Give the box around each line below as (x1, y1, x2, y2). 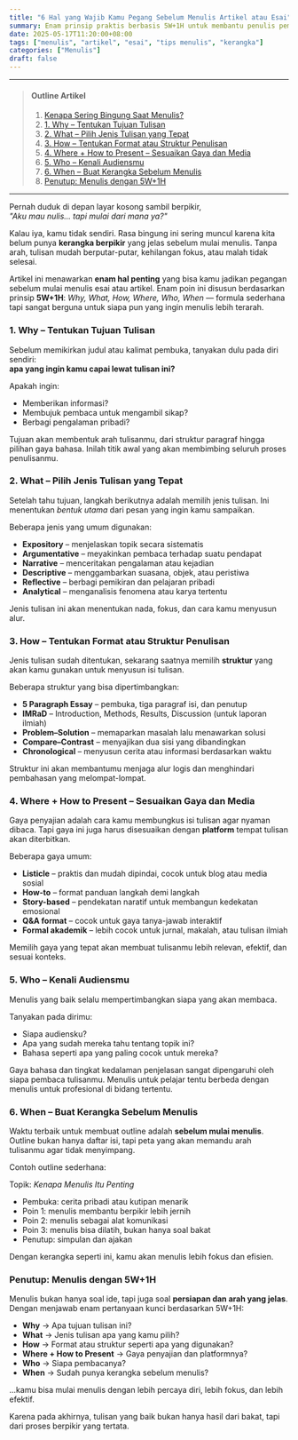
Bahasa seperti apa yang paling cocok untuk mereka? (21, 1047, 219, 1058)
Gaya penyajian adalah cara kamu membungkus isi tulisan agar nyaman (9, 815, 271, 826)
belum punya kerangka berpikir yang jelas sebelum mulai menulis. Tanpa (9, 237, 278, 249)
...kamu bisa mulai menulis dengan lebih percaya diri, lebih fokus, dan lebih (9, 1385, 284, 1396)
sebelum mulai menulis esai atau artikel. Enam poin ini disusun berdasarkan (9, 283, 286, 294)
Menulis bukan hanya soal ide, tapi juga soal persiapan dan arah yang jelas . (9, 1293, 288, 1304)
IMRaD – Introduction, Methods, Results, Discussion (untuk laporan (21, 708, 268, 720)
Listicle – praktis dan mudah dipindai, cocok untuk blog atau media (21, 868, 268, 879)
